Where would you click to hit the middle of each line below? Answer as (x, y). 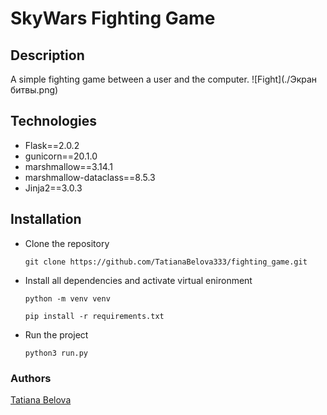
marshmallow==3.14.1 (68, 166)
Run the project (56, 334)
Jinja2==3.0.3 (53, 188)
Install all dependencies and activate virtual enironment (138, 280)
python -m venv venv (67, 298)
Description (47, 55)
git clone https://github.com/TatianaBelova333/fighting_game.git (166, 262)
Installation (46, 219)
